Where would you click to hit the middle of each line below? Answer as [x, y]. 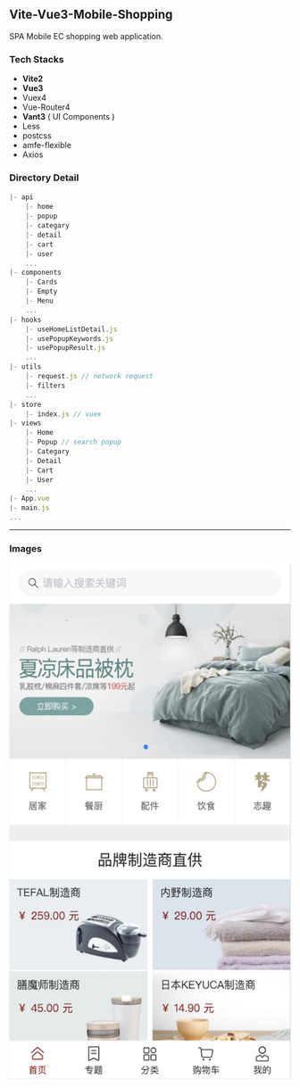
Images [26, 548]
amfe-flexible [46, 145]
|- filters [46, 386]
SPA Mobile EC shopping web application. [86, 36]
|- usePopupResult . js [65, 348]
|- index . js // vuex [63, 414]
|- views [25, 423]
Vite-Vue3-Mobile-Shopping [91, 15]
